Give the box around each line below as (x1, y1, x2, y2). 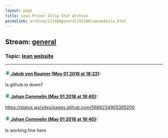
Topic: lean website (5, 52, 54, 59)
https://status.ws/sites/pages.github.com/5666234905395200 (5, 105, 135, 111)
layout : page (5, 8, 32, 13)
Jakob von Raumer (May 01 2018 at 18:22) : (10, 70, 101, 77)
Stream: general (5, 37, 56, 46)
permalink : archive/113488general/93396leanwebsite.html (5, 18, 126, 23)
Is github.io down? (5, 82, 43, 88)
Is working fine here (5, 127, 46, 133)
